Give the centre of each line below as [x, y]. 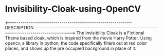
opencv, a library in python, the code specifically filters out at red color [76, 43]
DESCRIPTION [19, 27]
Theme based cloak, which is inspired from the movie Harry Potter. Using [79, 38]
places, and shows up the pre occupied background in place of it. [71, 48]
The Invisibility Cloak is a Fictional [110, 33]
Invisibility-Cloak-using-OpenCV [73, 9]
